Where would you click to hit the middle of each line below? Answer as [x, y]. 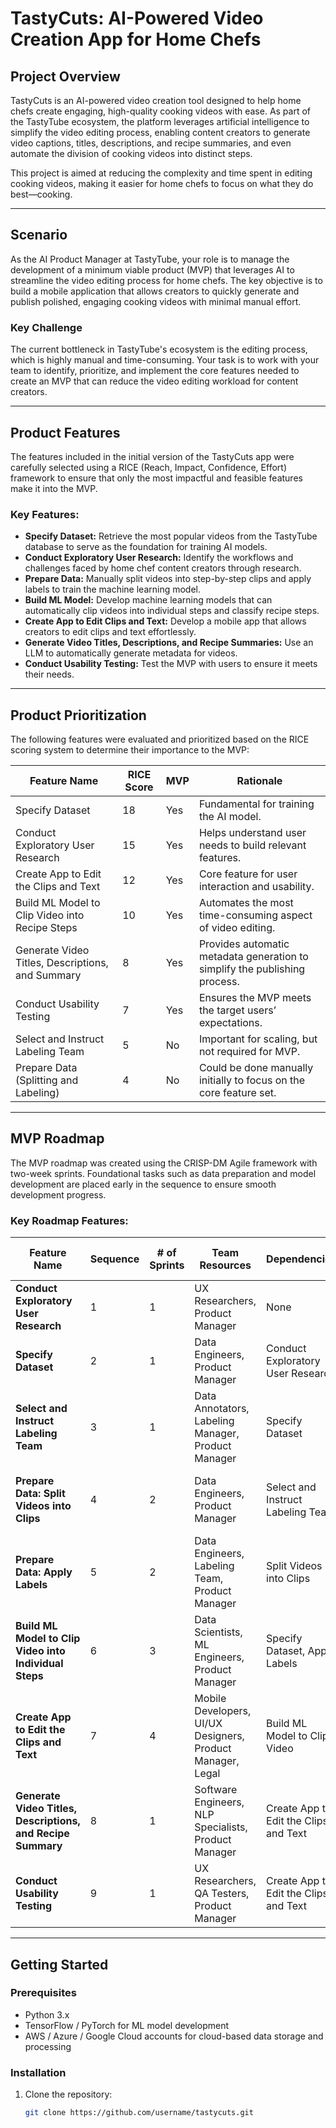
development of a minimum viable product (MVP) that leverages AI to [152, 269]
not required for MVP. [249, 1052]
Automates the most [246, 903]
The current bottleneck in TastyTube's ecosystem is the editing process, [159, 349]
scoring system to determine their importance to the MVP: [130, 750]
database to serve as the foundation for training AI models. [146, 547]
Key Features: [45, 514]
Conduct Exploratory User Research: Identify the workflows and [159, 558]
